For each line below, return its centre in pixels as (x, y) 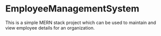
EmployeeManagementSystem (72, 9)
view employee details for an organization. (50, 27)
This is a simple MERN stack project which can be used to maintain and (81, 22)
